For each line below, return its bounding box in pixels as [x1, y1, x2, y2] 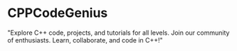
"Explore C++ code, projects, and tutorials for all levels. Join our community [7, 28, 230, 37]
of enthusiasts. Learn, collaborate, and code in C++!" [7, 35, 164, 44]
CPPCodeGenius [7, 5, 108, 21]
